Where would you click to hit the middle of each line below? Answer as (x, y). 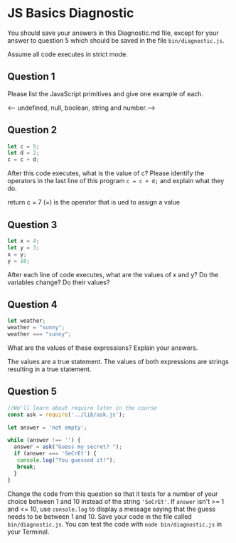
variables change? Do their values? (59, 282)
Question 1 (31, 77)
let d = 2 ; (23, 153)
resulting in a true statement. (49, 369)
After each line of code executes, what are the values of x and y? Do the (113, 274)
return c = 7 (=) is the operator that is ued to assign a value (93, 202)
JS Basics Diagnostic (71, 13)
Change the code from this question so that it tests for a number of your (113, 494)
